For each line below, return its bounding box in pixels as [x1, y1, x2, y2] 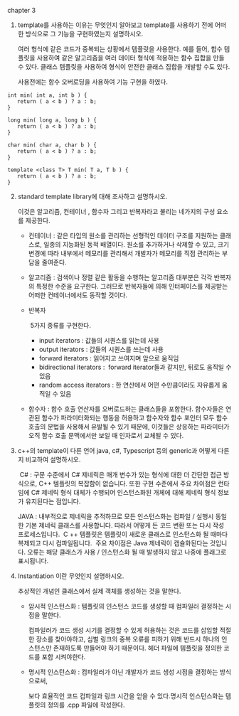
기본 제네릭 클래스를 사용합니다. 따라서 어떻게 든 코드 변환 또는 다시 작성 [25, 521, 225, 529]
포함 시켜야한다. [41, 653, 86, 661]
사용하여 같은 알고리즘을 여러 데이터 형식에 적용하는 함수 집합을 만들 [36, 53, 225, 62]
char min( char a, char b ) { [7, 141, 97, 149]
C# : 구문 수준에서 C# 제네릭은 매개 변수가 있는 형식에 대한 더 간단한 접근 [19, 471, 222, 479]
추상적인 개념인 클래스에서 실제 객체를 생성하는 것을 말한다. [17, 587, 181, 595]
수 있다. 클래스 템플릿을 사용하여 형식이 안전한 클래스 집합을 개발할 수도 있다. [17, 63, 230, 70]
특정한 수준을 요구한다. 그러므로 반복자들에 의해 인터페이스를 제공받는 [36, 282, 228, 290]
